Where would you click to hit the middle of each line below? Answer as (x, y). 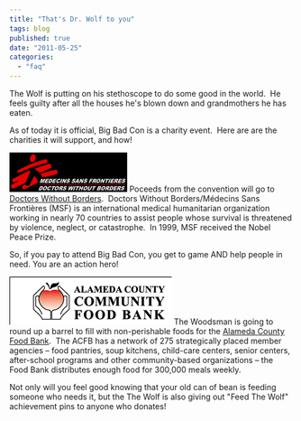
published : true (40, 38)
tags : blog (30, 28)
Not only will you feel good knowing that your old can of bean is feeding (143, 387)
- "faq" (32, 67)
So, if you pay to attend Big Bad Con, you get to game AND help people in (146, 254)
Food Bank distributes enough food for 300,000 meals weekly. (125, 370)
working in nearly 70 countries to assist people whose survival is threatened (151, 218)
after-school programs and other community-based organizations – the (141, 360)
